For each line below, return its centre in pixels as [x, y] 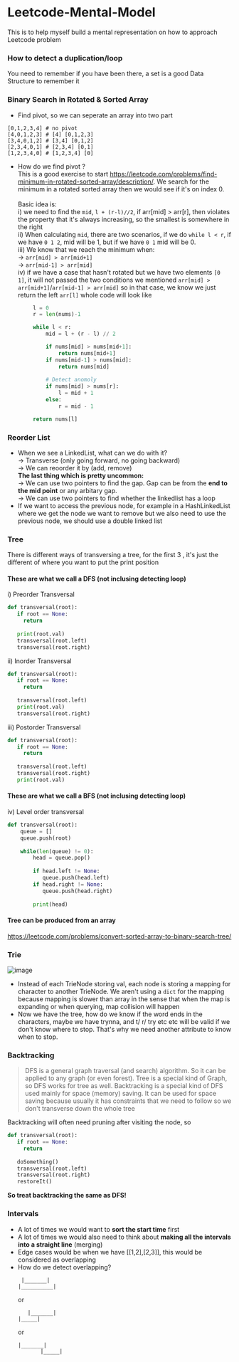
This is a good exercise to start [63, 174]
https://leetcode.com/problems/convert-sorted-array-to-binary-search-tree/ [119, 936]
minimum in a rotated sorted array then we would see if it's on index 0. [121, 189]
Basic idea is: [37, 204]
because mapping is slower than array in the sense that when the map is [124, 999]
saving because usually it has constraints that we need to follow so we [128, 1101]
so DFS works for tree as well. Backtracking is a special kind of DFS [124, 1086]
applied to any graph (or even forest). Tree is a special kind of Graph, [126, 1078]
